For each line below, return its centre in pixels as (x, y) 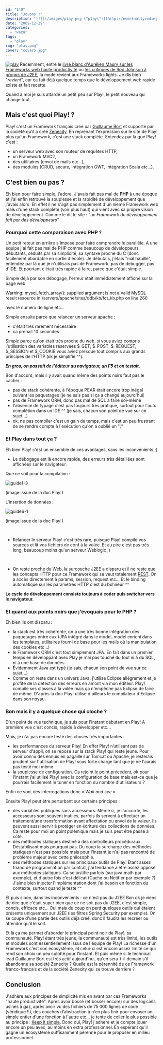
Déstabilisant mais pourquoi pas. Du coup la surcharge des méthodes (82, 847)
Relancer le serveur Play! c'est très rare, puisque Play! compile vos (79, 540)
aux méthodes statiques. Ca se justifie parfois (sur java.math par (77, 873)
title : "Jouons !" (24, 14)
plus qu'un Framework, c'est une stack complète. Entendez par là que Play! (81, 137)
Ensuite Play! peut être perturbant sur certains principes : (63, 801)
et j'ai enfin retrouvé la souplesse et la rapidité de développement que (75, 199)
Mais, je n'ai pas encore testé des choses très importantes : (65, 737)
